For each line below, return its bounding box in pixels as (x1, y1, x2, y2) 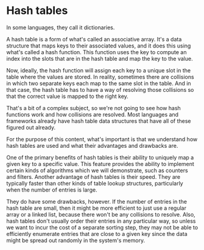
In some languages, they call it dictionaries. (6, 24, 115, 31)
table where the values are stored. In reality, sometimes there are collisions (6, 73, 194, 80)
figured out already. (6, 123, 56, 131)
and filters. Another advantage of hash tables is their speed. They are (6, 173, 181, 180)
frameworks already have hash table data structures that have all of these (6, 117, 191, 125)
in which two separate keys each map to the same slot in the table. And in (6, 80, 191, 87)
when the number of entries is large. (6, 186, 97, 193)
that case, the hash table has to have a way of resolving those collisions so (6, 86, 194, 93)
